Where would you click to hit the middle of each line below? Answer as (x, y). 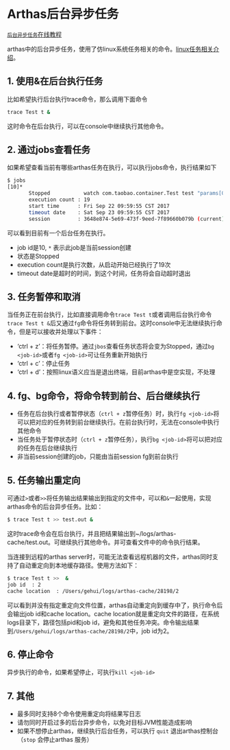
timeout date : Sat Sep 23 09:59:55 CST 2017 (99, 212)
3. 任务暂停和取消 (44, 297)
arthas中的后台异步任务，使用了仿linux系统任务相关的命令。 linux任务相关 (110, 49)
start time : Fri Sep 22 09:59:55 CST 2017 (99, 206)
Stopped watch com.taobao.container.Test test (111, 194)
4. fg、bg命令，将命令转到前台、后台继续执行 (104, 396)
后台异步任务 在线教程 (35, 34)
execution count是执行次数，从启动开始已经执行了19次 (94, 264)
